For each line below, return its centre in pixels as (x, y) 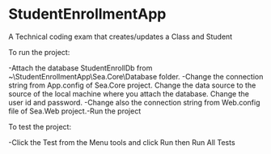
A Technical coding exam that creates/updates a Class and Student (121, 36)
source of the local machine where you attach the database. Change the (129, 93)
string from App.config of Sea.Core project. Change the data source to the (132, 85)
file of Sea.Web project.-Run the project (75, 111)
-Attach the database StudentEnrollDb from (80, 68)
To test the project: (40, 126)
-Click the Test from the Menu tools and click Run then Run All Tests (122, 142)
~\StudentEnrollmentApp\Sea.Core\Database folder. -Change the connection (136, 76)
